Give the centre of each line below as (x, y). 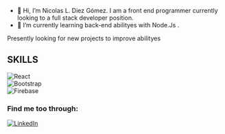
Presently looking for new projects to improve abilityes (84, 38)
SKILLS (23, 60)
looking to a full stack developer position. (75, 18)
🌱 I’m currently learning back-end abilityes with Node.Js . (98, 25)
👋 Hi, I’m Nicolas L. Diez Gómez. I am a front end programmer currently (117, 11)
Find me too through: (43, 108)
